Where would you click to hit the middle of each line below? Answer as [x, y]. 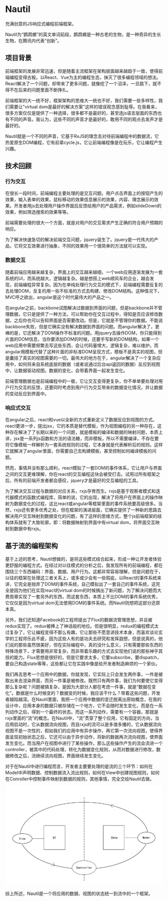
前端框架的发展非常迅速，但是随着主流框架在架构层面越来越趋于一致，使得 [82, 71]
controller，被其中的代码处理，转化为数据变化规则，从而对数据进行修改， [81, 749]
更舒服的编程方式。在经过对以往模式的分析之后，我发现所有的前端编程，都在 [84, 565]
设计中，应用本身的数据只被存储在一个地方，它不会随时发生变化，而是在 [79, 706]
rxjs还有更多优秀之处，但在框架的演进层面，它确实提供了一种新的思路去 [87, 510]
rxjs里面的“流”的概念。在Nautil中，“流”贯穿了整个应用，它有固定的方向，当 [82, 718]
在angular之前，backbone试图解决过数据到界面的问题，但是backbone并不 [82, 308]
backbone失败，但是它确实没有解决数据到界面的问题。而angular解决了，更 [82, 326]
